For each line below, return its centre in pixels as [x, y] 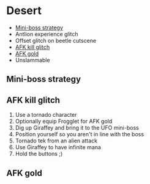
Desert [24, 11]
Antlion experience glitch [47, 34]
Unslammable [32, 60]
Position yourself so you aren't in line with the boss [80, 134]
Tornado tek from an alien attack [56, 141]
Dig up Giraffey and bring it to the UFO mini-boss [77, 128]
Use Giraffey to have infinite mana [58, 147]
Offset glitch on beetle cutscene [56, 40]
